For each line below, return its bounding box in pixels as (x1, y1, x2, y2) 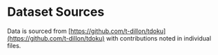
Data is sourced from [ (7, 27, 71, 35)
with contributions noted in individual (106, 34, 212, 42)
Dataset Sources (7, 4, 105, 20)
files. (7, 41, 21, 49)
